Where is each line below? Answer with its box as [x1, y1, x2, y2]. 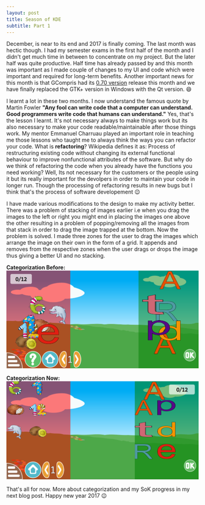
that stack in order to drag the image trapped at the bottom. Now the [6, 226, 179, 233]
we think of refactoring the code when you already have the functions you [6, 162, 193, 170]
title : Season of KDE [6, 16, 62, 23]
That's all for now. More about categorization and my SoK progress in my [6, 485, 190, 493]
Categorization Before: [6, 264, 66, 271]
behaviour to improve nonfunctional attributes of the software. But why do [6, 156, 193, 163]
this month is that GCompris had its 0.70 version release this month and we [6, 79, 195, 87]
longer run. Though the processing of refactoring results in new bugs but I [6, 182, 193, 189]
